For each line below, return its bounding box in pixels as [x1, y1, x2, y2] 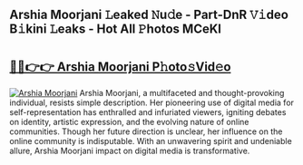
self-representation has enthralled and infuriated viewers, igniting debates [9, 107, 287, 117]
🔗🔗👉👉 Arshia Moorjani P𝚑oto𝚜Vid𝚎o [9, 59, 231, 74]
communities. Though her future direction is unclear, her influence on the [9, 126, 283, 137]
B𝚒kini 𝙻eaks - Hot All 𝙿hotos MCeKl [9, 22, 222, 37]
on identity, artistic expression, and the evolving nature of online [9, 117, 249, 127]
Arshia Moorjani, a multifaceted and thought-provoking [79, 88, 285, 98]
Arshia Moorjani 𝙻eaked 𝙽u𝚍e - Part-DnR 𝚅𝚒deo [9, 7, 288, 23]
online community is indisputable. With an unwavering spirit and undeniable [9, 136, 292, 146]
